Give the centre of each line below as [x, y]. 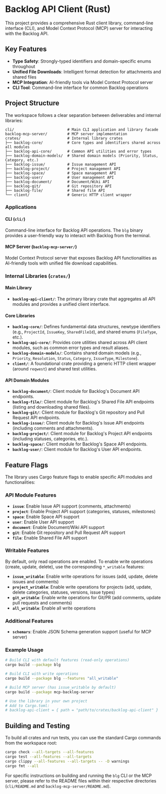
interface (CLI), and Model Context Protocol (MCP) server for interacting [79, 28]
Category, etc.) [22, 160]
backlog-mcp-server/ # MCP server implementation [66, 134]
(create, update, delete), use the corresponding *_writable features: [75, 567]
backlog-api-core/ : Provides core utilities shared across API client [80, 343]
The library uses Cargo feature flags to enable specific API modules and [79, 477]
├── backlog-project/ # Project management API [63, 169]
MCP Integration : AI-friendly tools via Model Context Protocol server [83, 82]
